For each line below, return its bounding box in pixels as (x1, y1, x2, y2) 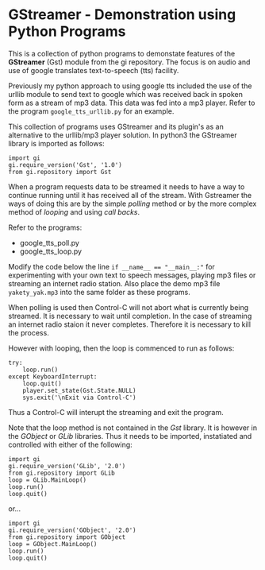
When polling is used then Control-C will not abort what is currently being (8, 302, 249, 312)
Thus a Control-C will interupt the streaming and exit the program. (8, 407, 224, 417)
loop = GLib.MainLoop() (8, 475, 87, 484)
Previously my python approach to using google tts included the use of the (8, 81, 252, 91)
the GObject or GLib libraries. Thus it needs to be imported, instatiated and (8, 431, 252, 440)
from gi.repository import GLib (8, 469, 115, 477)
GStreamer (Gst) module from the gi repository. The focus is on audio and (8, 57, 251, 67)
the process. (8, 328, 49, 337)
